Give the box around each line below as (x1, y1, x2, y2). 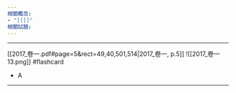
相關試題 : (7, 23, 32, 30)
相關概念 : (7, 10, 32, 17)
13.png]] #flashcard (7, 57, 65, 66)
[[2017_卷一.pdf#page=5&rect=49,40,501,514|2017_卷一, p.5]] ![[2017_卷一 (7, 50, 221, 58)
